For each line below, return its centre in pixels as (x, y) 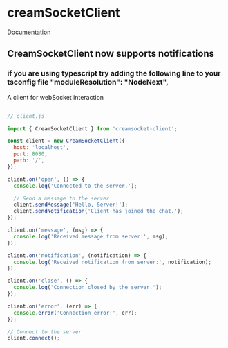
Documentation (29, 32)
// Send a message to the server (61, 198)
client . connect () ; (34, 338)
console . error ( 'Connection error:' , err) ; (75, 313)
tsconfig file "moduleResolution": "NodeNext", (88, 82)
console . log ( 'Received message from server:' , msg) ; (91, 236)
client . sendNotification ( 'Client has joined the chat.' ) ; (99, 211)
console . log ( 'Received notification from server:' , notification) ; (113, 262)
